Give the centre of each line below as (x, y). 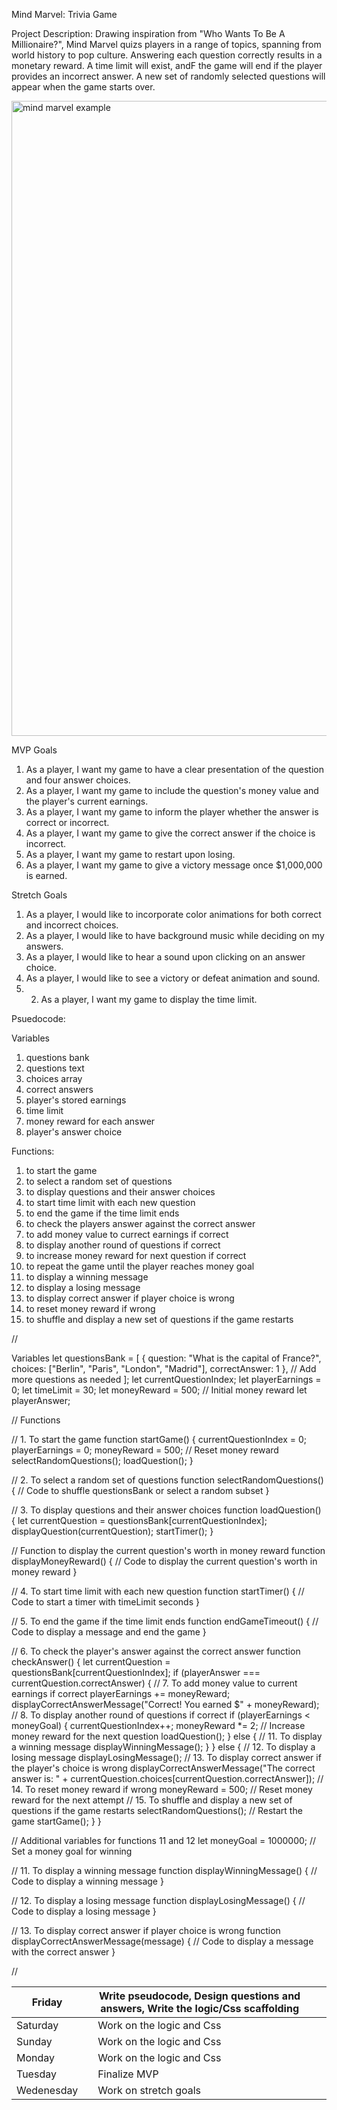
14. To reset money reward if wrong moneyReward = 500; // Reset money (162, 1789)
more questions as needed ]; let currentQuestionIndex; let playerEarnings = (166, 1379)
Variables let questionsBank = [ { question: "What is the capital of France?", (166, 1358)
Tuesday (36, 2074)
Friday (47, 2002)
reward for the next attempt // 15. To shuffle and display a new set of (152, 1800)
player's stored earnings (76, 1100)
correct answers (59, 1089)
